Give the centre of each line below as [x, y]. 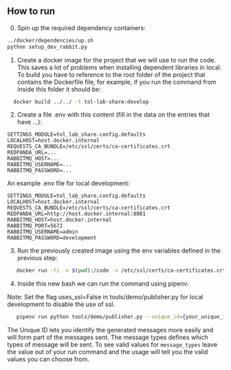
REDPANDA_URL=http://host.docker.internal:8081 [77, 214]
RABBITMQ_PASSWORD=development [52, 238]
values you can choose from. [48, 359]
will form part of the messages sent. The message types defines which [108, 337]
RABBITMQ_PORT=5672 [35, 226]
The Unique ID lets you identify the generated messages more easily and [110, 330]
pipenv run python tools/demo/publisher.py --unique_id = [100, 317]
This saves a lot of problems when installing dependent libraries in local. [119, 67]
